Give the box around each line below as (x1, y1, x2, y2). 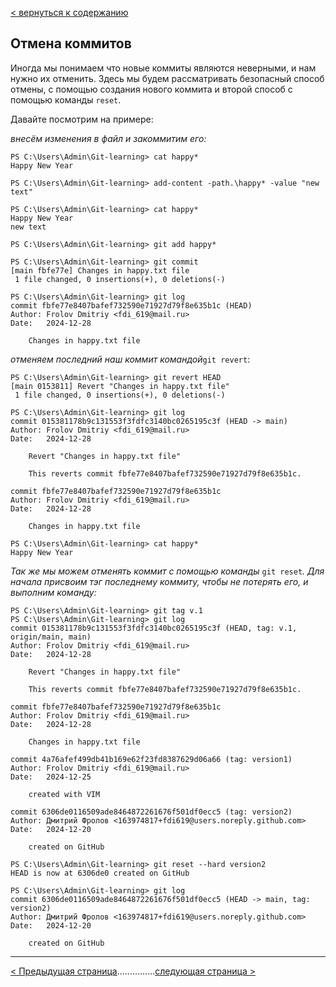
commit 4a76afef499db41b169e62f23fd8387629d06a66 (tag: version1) (10, 754, 293, 764)
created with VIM (28, 789, 101, 799)
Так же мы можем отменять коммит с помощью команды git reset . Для (10, 565, 325, 577)
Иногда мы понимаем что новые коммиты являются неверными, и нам (10, 62, 317, 74)
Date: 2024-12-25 (10, 772, 92, 782)
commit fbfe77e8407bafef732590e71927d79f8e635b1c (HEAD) (10, 300, 253, 311)
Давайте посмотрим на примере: (10, 113, 154, 125)
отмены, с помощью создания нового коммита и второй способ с (10, 83, 293, 95)
